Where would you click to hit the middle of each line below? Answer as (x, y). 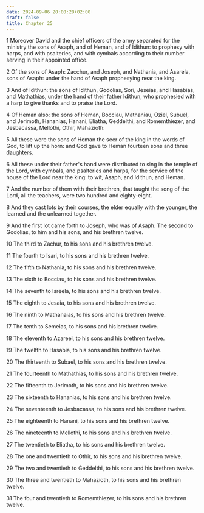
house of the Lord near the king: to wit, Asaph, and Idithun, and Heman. (96, 177)
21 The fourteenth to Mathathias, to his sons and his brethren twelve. (92, 374)
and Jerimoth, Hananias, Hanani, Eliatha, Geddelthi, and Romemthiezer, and (101, 121)
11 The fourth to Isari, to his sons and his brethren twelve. (78, 256)
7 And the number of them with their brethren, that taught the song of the (98, 189)
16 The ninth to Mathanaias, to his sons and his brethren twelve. (86, 315)
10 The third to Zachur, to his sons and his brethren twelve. (80, 244)
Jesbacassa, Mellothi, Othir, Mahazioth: (56, 128)
